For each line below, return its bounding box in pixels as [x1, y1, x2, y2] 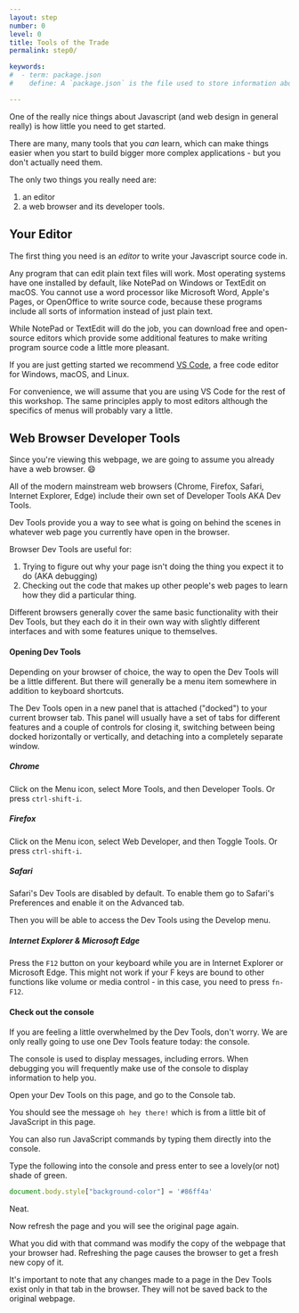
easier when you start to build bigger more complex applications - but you [9, 147, 281, 158]
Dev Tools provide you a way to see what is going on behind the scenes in [9, 517, 281, 528]
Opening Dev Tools [9, 646, 82, 656]
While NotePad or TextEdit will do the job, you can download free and [9, 323, 264, 334]
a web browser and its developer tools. [21, 201, 166, 211]
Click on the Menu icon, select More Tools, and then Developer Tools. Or [9, 783, 276, 794]
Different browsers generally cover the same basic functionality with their [9, 607, 279, 618]
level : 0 [9, 29, 42, 38]
